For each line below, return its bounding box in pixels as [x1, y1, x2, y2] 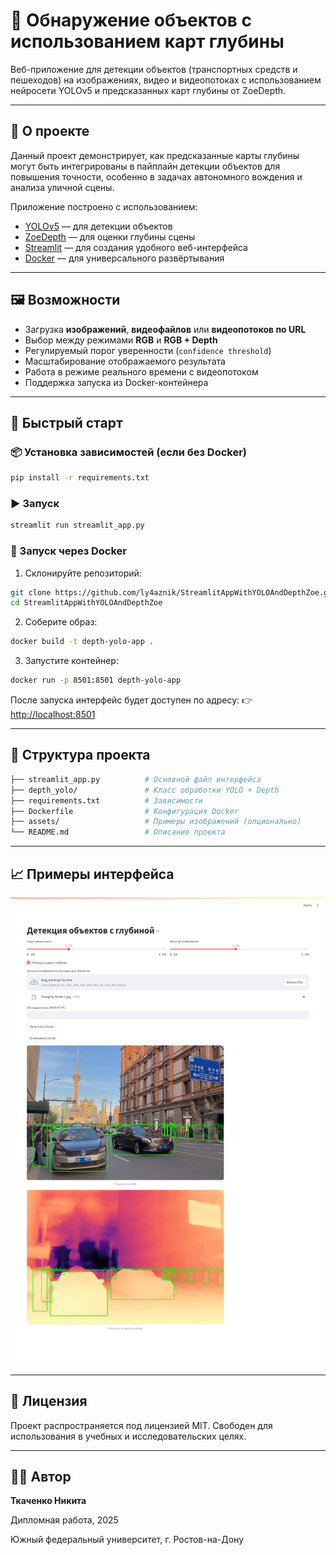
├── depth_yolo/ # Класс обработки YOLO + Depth [10, 785, 280, 795]
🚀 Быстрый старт [10, 414, 123, 431]
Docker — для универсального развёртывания [24, 252, 225, 264]
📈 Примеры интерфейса [10, 865, 175, 883]
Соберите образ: [24, 616, 98, 628]
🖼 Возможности [10, 292, 121, 309]
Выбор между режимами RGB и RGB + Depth [24, 334, 218, 346]
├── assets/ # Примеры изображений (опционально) [10, 817, 302, 827]
